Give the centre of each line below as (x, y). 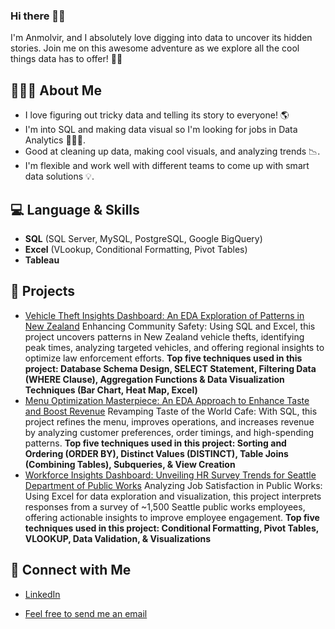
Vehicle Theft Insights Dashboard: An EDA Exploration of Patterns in (164, 315)
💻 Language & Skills (75, 209)
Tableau (42, 260)
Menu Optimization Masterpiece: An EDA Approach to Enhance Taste (167, 400)
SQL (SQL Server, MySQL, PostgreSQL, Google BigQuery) (143, 238)
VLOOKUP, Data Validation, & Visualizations (118, 538)
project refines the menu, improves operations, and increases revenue (169, 421)
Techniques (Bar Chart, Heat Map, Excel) (111, 390)
